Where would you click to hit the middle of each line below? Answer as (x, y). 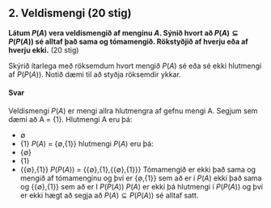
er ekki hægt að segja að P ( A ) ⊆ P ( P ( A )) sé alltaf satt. (109, 195)
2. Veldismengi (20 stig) (70, 13)
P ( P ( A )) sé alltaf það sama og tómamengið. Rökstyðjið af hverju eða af (128, 41)
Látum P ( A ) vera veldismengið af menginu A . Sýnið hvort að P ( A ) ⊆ (123, 32)
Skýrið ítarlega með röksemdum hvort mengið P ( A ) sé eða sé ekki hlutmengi (135, 66)
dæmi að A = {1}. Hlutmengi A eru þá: (70, 120)
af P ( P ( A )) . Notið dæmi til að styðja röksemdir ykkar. (95, 74)
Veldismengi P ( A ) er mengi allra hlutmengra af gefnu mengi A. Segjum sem (133, 111)
